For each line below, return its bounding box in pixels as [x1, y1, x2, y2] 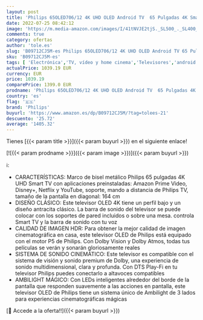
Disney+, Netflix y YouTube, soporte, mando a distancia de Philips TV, [14, 187, 188, 194]
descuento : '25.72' [6, 115, 56, 121]
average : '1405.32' [6, 121, 56, 127]
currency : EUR [6, 71, 42, 77]
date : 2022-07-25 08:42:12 [6, 20, 74, 26]
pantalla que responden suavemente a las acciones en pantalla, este [14, 283, 186, 290]
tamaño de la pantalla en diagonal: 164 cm [14, 193, 121, 200]
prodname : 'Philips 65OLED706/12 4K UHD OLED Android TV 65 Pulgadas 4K [6, 88, 196, 94]
